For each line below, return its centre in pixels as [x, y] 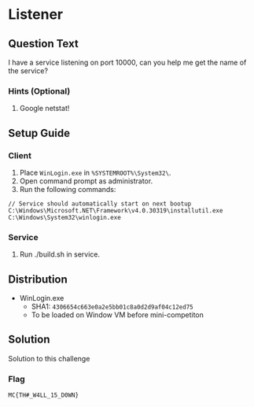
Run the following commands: [68, 189]
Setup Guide [39, 133]
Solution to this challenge [49, 358]
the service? [28, 71]
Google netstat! [44, 109]
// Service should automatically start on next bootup [100, 203]
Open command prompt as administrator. [86, 181]
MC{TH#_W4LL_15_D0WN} [44, 395]
